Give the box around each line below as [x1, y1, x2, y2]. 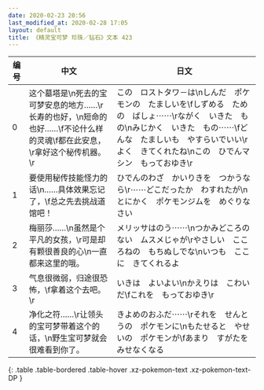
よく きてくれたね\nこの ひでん [116, 146, 242, 157]
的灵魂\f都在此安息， [28, 135, 106, 146]
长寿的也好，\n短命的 [28, 112, 108, 123]
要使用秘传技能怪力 [28, 172, 101, 183]
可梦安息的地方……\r [28, 100, 104, 111]
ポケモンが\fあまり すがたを [140, 333, 249, 344]
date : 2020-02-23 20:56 [8, 11, 86, 20]
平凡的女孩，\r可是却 [28, 234, 106, 245]
